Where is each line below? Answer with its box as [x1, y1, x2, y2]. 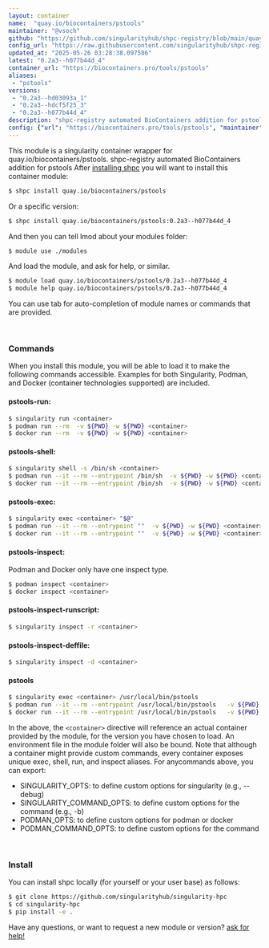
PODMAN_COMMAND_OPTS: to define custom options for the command [19, 824, 259, 833]
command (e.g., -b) [19, 806, 85, 816]
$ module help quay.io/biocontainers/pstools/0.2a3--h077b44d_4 [8, 284, 227, 293]
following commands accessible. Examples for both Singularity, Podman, [8, 370, 248, 380]
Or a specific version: [8, 201, 79, 211]
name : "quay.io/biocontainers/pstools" [8, 19, 146, 27]
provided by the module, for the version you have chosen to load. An [8, 731, 235, 741]
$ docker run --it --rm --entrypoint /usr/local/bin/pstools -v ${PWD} [8, 708, 260, 716]
